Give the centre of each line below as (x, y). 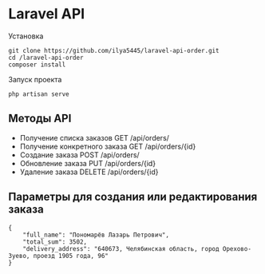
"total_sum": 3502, (55, 242)
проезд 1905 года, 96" (71, 256)
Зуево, (19, 256)
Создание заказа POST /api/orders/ (79, 155)
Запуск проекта (35, 79)
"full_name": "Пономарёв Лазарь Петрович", (96, 235)
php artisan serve (39, 94)
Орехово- (237, 248)
